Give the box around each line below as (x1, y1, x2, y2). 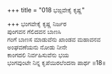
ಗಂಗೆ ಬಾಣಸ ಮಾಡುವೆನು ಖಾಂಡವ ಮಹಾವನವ (7, 35, 101, 44)
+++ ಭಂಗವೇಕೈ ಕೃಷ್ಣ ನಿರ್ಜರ (7, 20, 67, 28)
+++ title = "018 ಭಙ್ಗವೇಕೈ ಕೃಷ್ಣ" (7, 6, 85, 14)
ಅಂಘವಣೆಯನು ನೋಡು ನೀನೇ (7, 43, 68, 51)
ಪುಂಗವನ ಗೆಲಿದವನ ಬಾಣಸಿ (7, 28, 62, 35)
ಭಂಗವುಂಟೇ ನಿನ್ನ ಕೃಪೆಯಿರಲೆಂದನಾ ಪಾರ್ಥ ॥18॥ (7, 59, 106, 66)
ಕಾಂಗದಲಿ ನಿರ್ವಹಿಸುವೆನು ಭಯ (7, 51, 69, 59)
